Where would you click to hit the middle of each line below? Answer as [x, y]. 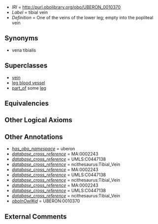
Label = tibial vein [30, 12]
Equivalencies [27, 104]
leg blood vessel [28, 83]
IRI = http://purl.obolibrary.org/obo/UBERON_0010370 [66, 7]
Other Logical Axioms [38, 120]
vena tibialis [24, 50]
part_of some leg [29, 88]
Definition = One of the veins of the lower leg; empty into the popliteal [82, 17]
